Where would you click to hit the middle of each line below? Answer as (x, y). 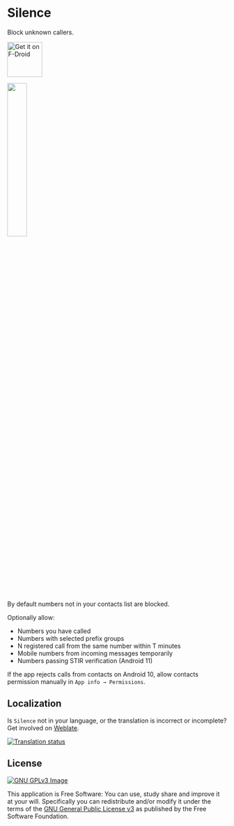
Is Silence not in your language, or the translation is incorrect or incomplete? (117, 720)
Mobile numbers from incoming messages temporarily (95, 653)
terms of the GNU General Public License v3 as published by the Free (107, 809)
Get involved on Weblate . (43, 727)
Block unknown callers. (41, 32)
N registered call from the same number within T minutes (99, 646)
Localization (34, 704)
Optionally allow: (31, 617)
